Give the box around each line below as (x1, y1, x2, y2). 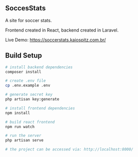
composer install (5, 69, 42, 74)
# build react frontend (5, 119, 55, 124)
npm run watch (5, 124, 35, 129)
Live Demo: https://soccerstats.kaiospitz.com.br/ (5, 37, 106, 43)
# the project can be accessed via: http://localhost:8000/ (5, 147, 134, 152)
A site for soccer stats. (5, 17, 52, 23)
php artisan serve (5, 138, 44, 143)
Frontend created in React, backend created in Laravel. (5, 27, 119, 33)
